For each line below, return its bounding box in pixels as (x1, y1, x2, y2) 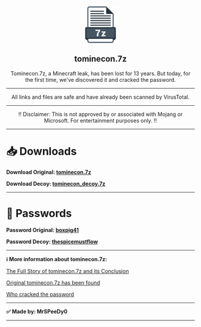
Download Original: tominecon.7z (6, 168, 92, 176)
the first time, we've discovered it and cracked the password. (25, 76, 176, 83)
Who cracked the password (6, 291, 75, 298)
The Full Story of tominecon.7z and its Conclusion (6, 267, 129, 274)
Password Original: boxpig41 (6, 226, 79, 233)
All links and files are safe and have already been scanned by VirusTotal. (11, 93, 190, 100)
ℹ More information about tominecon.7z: (6, 255, 108, 262)
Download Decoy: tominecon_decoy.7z (6, 180, 106, 187)
